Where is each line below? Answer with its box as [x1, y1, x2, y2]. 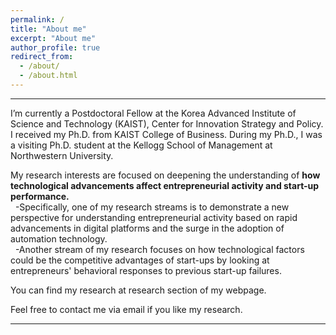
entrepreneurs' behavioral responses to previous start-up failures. [10, 264, 282, 276]
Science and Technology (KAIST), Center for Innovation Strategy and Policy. [10, 117, 324, 130]
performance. [10, 190, 70, 202]
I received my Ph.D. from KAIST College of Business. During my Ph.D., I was [10, 128, 323, 140]
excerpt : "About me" [10, 33, 97, 43]
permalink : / [10, 14, 65, 25]
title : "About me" [10, 24, 87, 34]
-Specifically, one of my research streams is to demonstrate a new [14, 201, 290, 213]
